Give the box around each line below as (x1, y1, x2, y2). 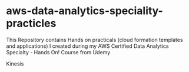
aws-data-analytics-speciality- (6, 4, 163, 18)
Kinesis (6, 60, 24, 67)
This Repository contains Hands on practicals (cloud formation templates (6, 36, 184, 43)
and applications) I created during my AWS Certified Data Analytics (6, 42, 169, 50)
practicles (6, 17, 57, 30)
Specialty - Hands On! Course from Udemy (6, 48, 111, 55)
